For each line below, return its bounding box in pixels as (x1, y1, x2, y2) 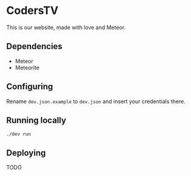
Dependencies (6, 41, 62, 52)
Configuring (6, 81, 53, 92)
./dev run (6, 131, 32, 137)
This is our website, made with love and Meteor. (6, 24, 126, 31)
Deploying (6, 147, 46, 158)
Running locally (6, 115, 67, 125)
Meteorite (15, 64, 40, 71)
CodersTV (6, 4, 59, 18)
